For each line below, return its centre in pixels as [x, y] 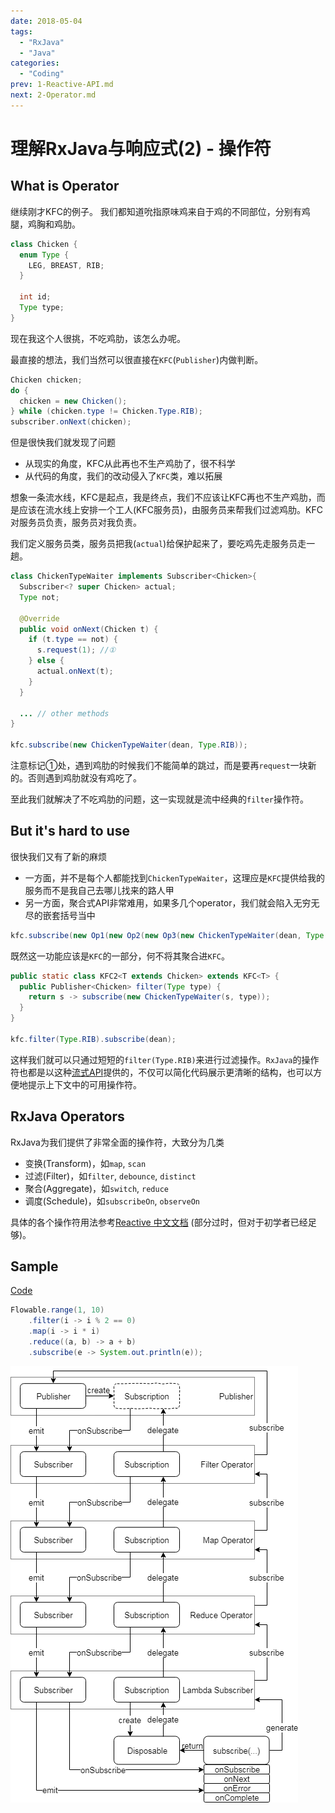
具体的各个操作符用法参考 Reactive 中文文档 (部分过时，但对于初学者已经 [159, 1222]
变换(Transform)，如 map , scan [85, 1163]
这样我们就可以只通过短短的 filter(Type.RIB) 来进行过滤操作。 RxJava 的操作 [165, 1059]
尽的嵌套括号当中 [60, 915]
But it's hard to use [70, 831]
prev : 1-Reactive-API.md [62, 85]
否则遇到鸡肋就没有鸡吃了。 [84, 778]
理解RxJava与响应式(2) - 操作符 [141, 148]
